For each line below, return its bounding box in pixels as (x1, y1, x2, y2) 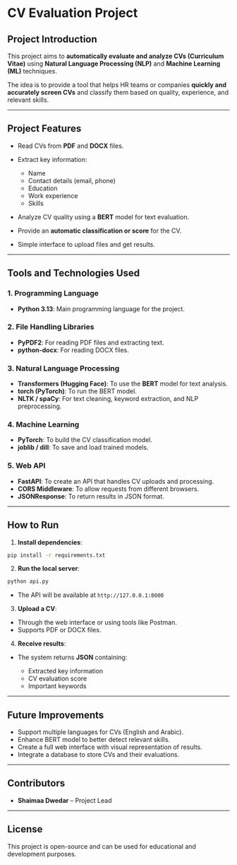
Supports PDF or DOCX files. (17, 626, 102, 634)
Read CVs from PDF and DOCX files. (17, 141, 124, 150)
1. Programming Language (7, 289, 99, 298)
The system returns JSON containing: (17, 653, 128, 662)
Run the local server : (17, 564, 80, 573)
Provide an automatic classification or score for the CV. (17, 226, 182, 235)
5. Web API (7, 461, 46, 471)
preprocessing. (17, 402, 62, 411)
